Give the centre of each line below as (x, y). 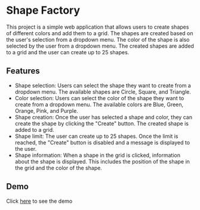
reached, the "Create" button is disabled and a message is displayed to (102, 142)
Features (23, 71)
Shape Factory (43, 10)
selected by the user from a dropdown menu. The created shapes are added (100, 46)
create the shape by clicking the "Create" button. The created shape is (102, 123)
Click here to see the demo (39, 201)
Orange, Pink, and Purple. (47, 110)
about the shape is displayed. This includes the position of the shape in (102, 161)
